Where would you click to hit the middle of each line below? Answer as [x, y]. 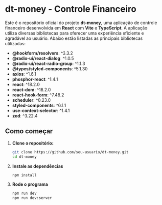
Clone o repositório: [33, 143]
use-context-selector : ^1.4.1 [41, 110]
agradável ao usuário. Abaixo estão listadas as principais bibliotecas [74, 38]
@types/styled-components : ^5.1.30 [50, 69]
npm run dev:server [32, 198]
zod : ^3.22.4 [25, 116]
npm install [24, 175]
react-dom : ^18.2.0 [32, 89]
